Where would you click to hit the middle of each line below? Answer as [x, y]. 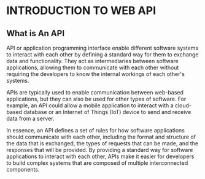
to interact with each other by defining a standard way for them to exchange [102, 55]
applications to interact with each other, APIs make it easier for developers [100, 156]
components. [23, 169]
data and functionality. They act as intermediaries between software [93, 61]
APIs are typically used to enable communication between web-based [95, 92]
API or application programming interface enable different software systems [102, 48]
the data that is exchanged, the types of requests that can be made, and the [102, 143]
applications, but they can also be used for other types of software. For [96, 99]
